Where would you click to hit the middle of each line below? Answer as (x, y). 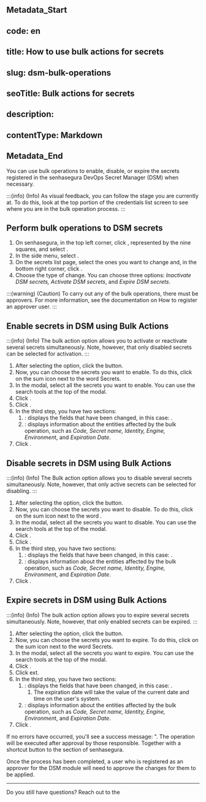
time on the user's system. (67, 698)
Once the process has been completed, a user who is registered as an (95, 761)
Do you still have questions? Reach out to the (63, 792)
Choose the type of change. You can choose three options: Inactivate (103, 275)
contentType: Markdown (55, 135)
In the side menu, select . (47, 256)
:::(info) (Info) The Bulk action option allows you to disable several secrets (99, 478)
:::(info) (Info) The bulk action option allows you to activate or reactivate (97, 341)
